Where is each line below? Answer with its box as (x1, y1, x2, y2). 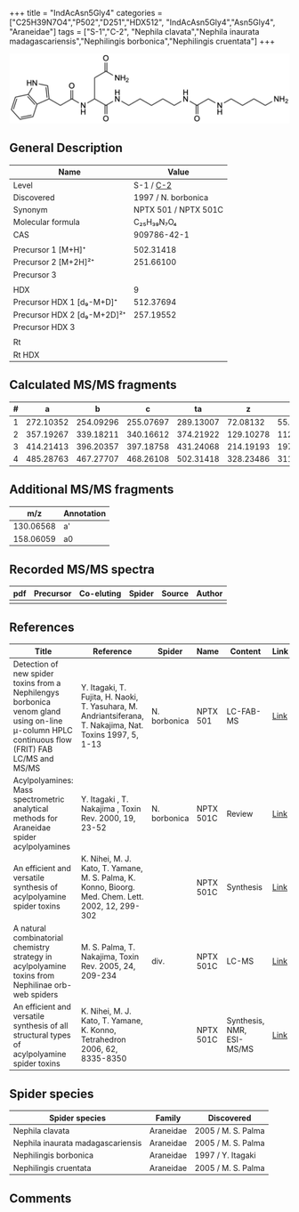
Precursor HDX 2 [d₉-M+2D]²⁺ (12, 309, 126, 319)
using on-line (12, 715, 63, 726)
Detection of (12, 659, 59, 669)
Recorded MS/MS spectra (9, 562, 156, 577)
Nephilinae (12, 979, 53, 990)
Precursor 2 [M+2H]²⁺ (12, 257, 95, 268)
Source (161, 587, 190, 599)
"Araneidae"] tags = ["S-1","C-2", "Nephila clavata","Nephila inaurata (9, 27, 260, 36)
